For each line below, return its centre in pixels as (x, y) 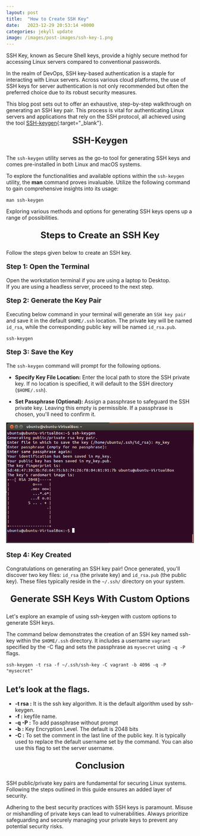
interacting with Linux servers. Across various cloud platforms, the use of (96, 80)
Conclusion (100, 766)
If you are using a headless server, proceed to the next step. (80, 287)
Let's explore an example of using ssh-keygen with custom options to (91, 616)
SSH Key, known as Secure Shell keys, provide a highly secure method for (97, 55)
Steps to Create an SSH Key (100, 235)
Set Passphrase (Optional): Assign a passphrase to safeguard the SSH (102, 402)
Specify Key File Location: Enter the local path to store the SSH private (102, 377)
